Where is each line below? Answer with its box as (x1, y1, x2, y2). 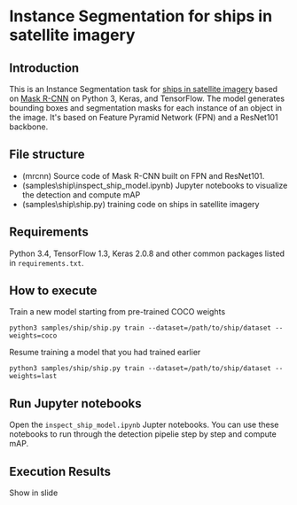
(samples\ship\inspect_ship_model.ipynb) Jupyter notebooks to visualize (21, 180, 288, 190)
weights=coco (9, 331, 58, 340)
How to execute (9, 284, 98, 299)
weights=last (9, 372, 58, 381)
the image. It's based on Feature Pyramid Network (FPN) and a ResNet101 (9, 113, 278, 122)
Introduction (9, 60, 80, 75)
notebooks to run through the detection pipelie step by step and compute (9, 429, 277, 439)
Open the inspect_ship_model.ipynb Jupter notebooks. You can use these (9, 419, 279, 431)
